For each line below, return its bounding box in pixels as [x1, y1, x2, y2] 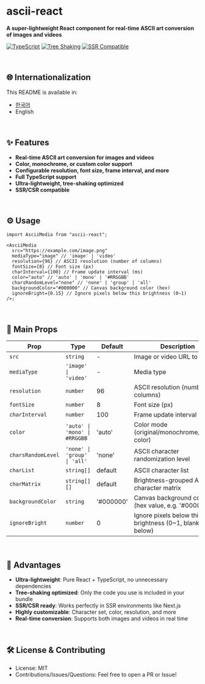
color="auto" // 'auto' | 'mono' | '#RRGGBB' [12, 275, 130, 281]
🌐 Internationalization [6, 72, 92, 83]
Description [160, 342, 195, 351]
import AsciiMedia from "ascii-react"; [6, 232, 108, 238]
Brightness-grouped [134, 476, 193, 484]
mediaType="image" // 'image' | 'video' [12, 253, 116, 259]
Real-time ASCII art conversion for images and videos [15, 154, 154, 161]
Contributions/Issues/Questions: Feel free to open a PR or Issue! [15, 671, 177, 678]
